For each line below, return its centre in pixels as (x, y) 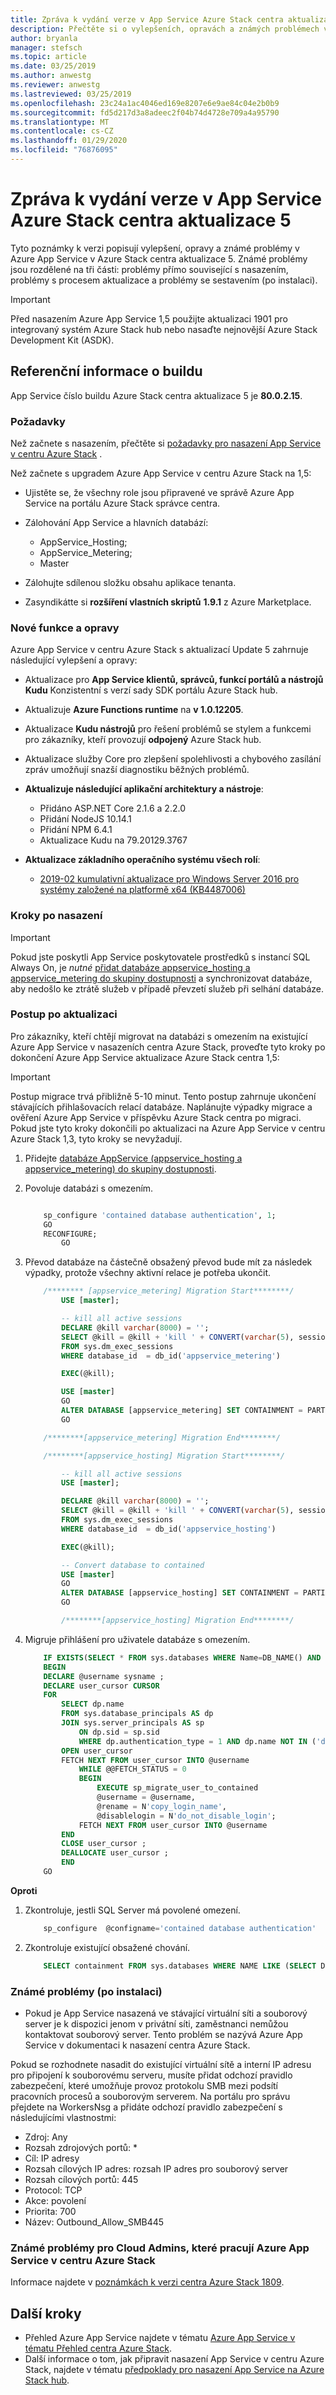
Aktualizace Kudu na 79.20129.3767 (113, 840)
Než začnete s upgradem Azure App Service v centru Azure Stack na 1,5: (161, 473)
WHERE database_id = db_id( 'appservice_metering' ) (171, 1356)
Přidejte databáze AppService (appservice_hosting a (133, 1158)
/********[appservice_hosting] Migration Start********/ (164, 1456)
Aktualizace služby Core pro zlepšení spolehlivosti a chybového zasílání (173, 759)
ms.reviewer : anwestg (55, 85)
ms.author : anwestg (51, 76)
